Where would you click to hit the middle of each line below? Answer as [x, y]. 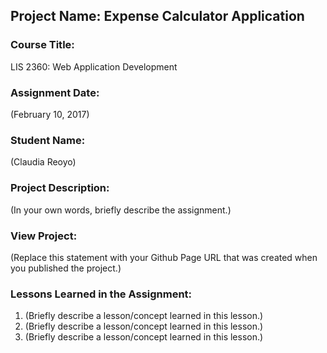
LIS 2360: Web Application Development [94, 66]
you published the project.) [66, 268]
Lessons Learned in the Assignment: [101, 294]
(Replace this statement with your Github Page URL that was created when [164, 257]
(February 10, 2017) [50, 114]
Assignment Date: [55, 92]
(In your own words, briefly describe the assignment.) [121, 210]
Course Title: [42, 45]
